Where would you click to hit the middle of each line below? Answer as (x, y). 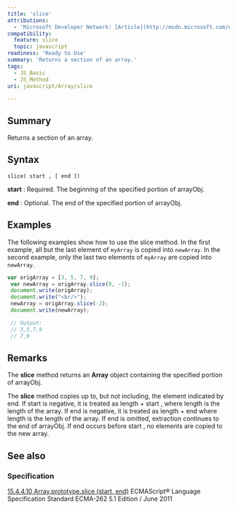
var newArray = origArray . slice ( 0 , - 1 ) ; (71, 284)
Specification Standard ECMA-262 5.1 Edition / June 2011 (90, 499)
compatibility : (30, 34)
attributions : (28, 20)
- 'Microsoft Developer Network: (63, 27)
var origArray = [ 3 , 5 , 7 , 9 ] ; (53, 277)
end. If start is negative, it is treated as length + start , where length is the (114, 403)
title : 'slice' (30, 14)
